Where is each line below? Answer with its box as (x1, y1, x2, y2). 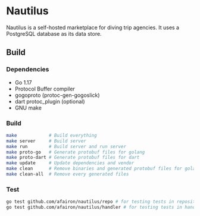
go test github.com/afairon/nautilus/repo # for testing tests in (6, 199, 174, 205)
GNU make (14, 104, 42, 111)
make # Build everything (6, 132, 97, 138)
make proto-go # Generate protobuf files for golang (6, 149, 145, 155)
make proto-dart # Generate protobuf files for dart (6, 155, 140, 161)
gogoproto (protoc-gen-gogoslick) (14, 91, 100, 99)
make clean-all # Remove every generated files (6, 171, 129, 177)
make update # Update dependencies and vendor (6, 160, 135, 166)
